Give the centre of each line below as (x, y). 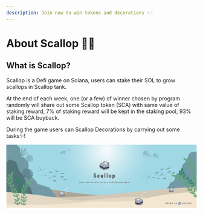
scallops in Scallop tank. (37, 86)
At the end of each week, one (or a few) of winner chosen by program (93, 98)
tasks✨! (16, 135)
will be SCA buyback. (33, 117)
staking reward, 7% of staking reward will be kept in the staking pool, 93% (99, 111)
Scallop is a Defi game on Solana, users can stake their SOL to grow (91, 80)
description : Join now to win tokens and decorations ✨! (80, 13)
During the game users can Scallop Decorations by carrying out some (93, 129)
